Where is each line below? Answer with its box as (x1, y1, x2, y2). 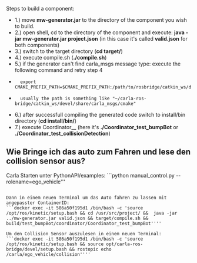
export (20, 79, 36, 85)
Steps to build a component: (6, 5, 75, 12)
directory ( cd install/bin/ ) (14, 117, 77, 124)
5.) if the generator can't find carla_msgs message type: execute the (14, 60, 181, 67)
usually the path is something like (20, 96, 110, 101)
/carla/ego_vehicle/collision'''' (6, 251, 91, 257)
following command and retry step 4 (14, 67, 103, 73)
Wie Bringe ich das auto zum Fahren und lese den (6, 147, 191, 157)
